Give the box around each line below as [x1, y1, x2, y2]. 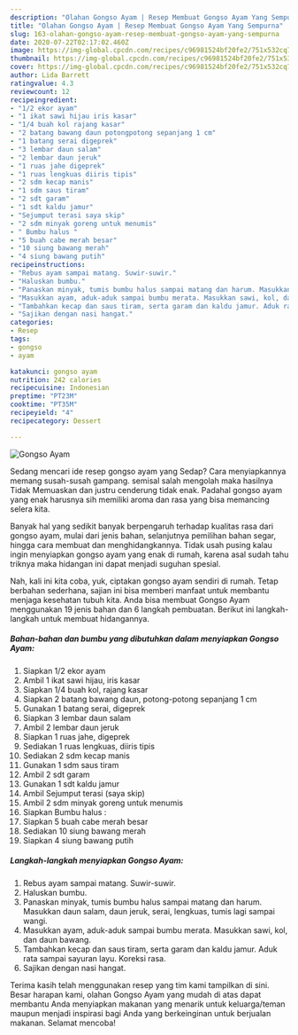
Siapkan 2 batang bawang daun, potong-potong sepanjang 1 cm [22, 694, 257, 704]
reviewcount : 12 [10, 87, 70, 96]
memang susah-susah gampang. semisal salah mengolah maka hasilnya [10, 475, 273, 486]
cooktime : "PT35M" [10, 400, 78, 409]
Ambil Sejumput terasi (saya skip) [22, 788, 145, 798]
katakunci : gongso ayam [10, 367, 98, 376]
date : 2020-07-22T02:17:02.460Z [10, 37, 129, 47]
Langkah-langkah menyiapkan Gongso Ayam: [10, 855, 184, 866]
